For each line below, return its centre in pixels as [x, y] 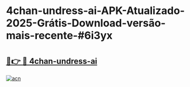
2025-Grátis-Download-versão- [86, 23]
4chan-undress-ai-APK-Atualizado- [96, 11]
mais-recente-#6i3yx [59, 36]
